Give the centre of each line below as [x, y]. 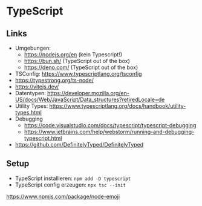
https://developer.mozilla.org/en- [89, 93]
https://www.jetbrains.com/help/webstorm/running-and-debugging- [109, 132]
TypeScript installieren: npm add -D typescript [73, 178]
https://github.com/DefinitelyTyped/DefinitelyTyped [79, 145]
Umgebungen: [33, 48]
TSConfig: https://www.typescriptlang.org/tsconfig [78, 74]
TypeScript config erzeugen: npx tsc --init [70, 184]
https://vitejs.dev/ [37, 87]
